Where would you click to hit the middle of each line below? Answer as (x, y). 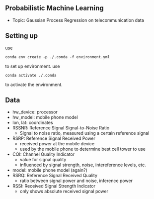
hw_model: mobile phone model (45, 117)
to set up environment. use (33, 66)
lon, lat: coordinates (33, 123)
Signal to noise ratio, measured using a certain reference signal (84, 133)
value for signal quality (43, 160)
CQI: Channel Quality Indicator (43, 154)
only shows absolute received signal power (64, 192)
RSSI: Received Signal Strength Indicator (54, 186)
